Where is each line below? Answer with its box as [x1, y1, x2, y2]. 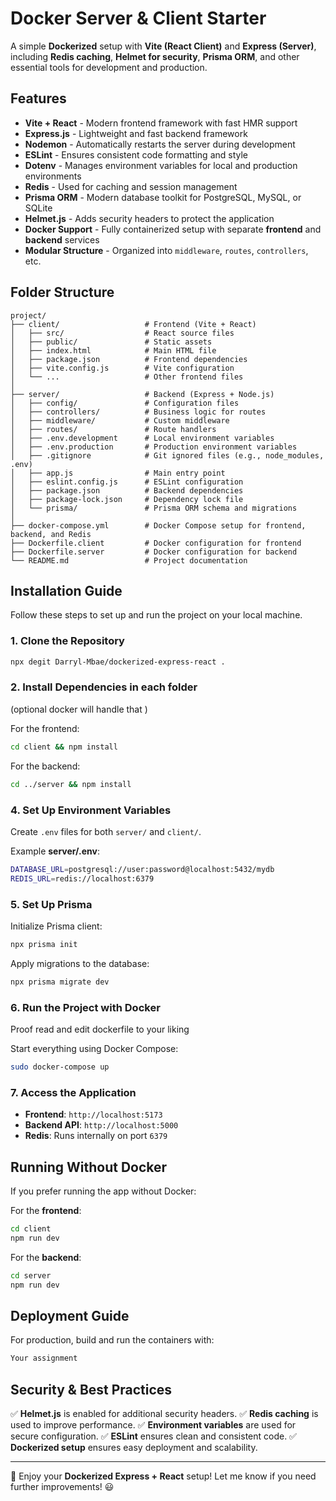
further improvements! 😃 [10, 1480, 115, 1492]
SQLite [24, 202, 53, 214]
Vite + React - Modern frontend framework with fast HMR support [24, 117, 298, 129]
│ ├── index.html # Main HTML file [10, 345, 217, 356]
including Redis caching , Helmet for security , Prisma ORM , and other [10, 50, 300, 62]
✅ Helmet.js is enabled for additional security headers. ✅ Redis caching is [10, 1407, 319, 1419]
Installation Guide [10, 582, 123, 599]
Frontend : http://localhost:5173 [24, 1108, 163, 1121]
